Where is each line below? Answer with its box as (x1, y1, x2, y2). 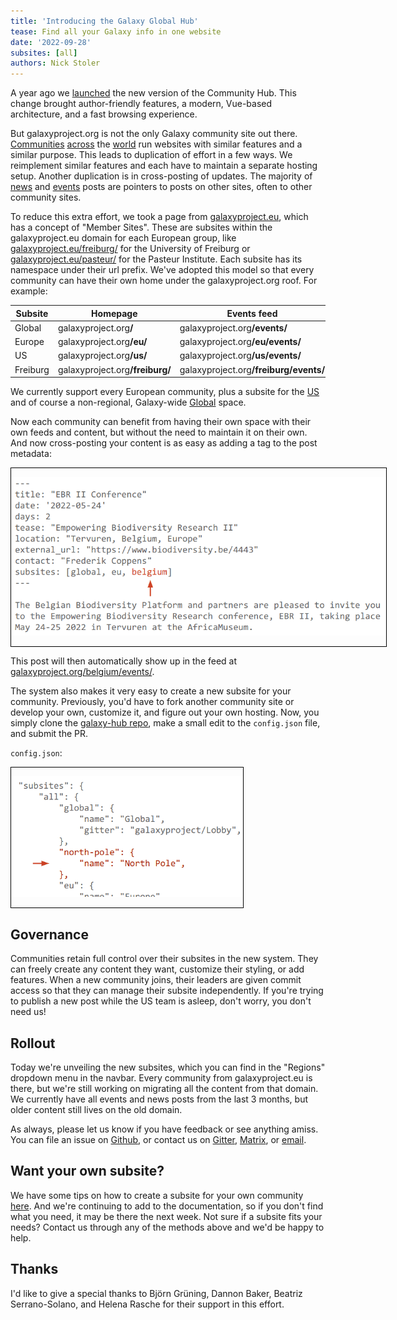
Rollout (10, 1035, 56, 1052)
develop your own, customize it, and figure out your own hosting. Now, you (10, 706, 320, 719)
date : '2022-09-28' (10, 37, 92, 47)
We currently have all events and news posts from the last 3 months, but (10, 1093, 308, 1105)
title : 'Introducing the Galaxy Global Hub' (10, 16, 199, 26)
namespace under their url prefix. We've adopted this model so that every (10, 264, 315, 276)
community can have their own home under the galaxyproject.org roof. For (10, 275, 318, 287)
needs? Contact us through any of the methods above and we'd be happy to (10, 1221, 325, 1233)
